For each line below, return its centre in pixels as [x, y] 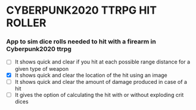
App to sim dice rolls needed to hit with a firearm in [81, 42]
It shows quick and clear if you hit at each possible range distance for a [102, 62]
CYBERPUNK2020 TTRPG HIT [81, 10]
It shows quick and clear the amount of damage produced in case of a [101, 81]
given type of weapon [42, 68]
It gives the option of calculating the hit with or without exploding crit [99, 95]
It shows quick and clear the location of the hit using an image [91, 75]
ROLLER [26, 23]
